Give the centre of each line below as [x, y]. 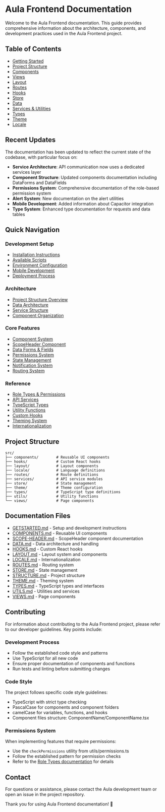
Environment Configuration [40, 265]
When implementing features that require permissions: [61, 742]
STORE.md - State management [45, 570]
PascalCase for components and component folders [65, 707]
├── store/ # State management [51, 483]
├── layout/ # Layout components [52, 466]
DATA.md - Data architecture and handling [55, 543]
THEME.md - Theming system [43, 580]
